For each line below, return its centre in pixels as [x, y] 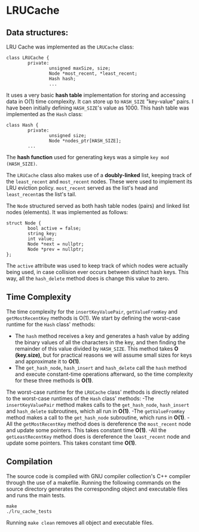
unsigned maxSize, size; [80, 68]
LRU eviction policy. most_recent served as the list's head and [82, 188]
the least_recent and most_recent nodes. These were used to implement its [99, 181]
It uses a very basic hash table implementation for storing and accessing [96, 95]
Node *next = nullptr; [56, 244]
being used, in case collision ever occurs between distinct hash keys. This [98, 272]
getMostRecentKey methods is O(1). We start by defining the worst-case [93, 318]
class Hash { [22, 125]
